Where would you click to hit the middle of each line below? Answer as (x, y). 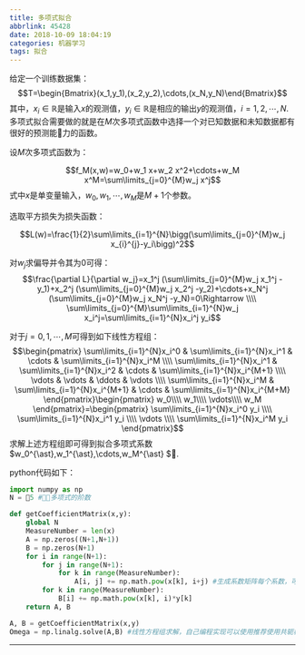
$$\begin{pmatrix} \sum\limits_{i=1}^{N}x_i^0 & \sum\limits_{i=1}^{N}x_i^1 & (152, 351)
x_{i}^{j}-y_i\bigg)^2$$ (152, 244)
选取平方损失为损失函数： (57, 216)
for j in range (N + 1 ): (83, 565)
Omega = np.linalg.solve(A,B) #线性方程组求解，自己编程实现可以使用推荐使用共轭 (152, 631)
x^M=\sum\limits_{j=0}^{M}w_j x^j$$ (152, 180)
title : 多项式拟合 (41, 18)
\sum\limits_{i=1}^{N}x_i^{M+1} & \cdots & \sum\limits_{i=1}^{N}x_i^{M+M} (152, 389)
